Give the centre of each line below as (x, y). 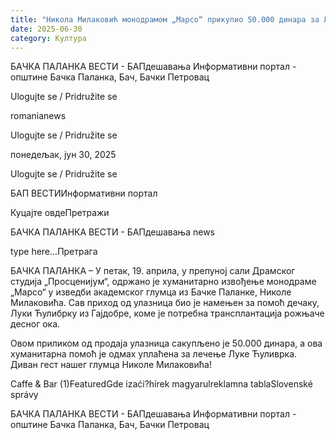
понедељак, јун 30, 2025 (63, 155)
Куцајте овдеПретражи (60, 213)
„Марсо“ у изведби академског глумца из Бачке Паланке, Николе (151, 292)
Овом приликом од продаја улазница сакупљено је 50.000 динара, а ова (166, 343)
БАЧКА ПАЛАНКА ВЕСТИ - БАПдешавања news (112, 232)
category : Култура (48, 38)
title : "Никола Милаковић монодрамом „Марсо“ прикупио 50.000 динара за (165, 19)
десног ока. (35, 324)
